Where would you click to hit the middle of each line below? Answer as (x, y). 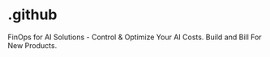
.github (32, 15)
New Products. (32, 45)
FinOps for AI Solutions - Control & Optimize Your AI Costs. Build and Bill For (135, 37)
